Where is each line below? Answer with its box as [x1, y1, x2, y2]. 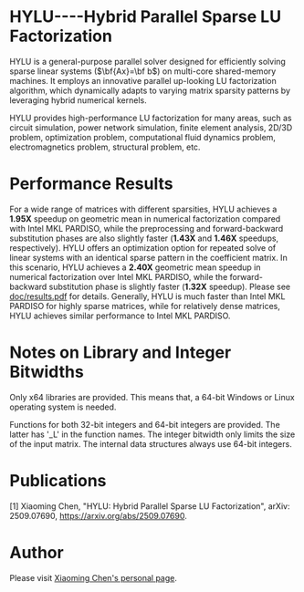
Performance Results [9, 173, 173, 194]
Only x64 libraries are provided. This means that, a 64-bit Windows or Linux [9, 391, 295, 402]
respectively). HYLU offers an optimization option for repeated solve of [9, 242, 277, 253]
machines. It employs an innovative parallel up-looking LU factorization [9, 75, 277, 86]
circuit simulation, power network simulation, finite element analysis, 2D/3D [9, 121, 293, 133]
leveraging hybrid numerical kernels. [9, 94, 148, 106]
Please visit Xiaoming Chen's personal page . [9, 572, 178, 583]
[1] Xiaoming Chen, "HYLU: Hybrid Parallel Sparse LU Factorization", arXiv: [9, 500, 290, 512]
